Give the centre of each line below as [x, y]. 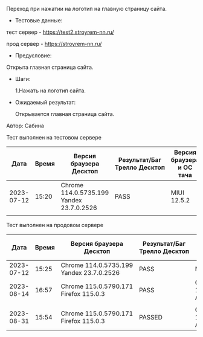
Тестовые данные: [39, 20]
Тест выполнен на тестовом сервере [54, 137]
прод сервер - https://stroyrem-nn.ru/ [54, 44]
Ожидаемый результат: [45, 102]
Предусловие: [33, 56]
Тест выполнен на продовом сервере [55, 225]
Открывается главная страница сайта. [65, 114]
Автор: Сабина [25, 126]
